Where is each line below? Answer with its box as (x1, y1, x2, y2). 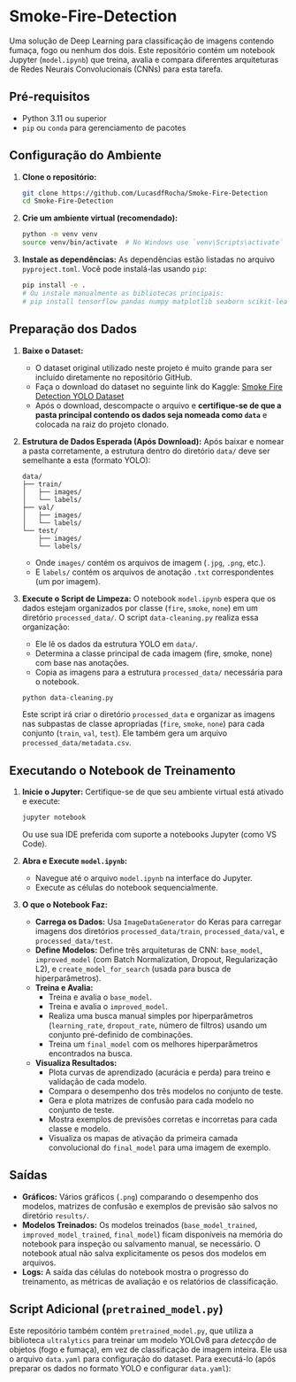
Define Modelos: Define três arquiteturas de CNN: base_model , (34, 945, 263, 955)
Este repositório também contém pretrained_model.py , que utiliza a (9, 1325, 254, 1336)
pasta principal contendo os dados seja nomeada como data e (34, 409, 268, 420)
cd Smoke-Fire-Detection (21, 197, 114, 205)
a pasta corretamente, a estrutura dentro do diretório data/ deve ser (21, 445, 270, 456)
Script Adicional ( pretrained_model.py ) (9, 1301, 224, 1316)
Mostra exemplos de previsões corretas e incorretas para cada (48, 1114, 278, 1125)
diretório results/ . (21, 1210, 90, 1221)
